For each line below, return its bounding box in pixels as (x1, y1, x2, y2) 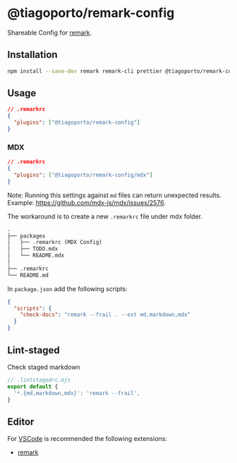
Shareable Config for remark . (7, 28, 92, 37)
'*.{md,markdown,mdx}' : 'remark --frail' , (13, 389, 140, 397)
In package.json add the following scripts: (7, 284, 128, 293)
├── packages (7, 232, 46, 240)
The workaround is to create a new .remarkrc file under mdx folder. (7, 212, 203, 221)
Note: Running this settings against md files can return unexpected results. (7, 191, 222, 199)
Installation (7, 49, 58, 61)
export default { (7, 383, 59, 390)
